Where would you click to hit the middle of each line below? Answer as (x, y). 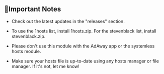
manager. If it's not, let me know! (45, 66)
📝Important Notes (33, 9)
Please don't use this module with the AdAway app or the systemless (83, 46)
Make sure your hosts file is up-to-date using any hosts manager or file (85, 61)
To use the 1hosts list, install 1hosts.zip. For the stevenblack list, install (84, 31)
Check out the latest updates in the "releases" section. (68, 21)
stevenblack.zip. (28, 36)
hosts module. (26, 51)
